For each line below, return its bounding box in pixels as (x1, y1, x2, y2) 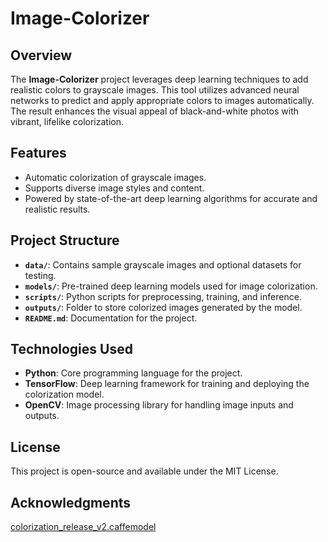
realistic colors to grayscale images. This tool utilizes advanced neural (10, 84, 300, 96)
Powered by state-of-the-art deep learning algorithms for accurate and (24, 192, 318, 204)
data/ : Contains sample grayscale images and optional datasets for (24, 258, 302, 271)
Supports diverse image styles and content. (24, 182, 205, 194)
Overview (10, 47, 73, 64)
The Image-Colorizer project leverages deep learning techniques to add (10, 73, 309, 85)
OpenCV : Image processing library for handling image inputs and (24, 399, 294, 411)
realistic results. (24, 203, 91, 215)
